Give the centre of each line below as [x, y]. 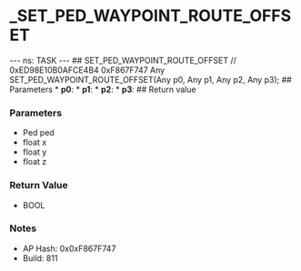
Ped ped [38, 133]
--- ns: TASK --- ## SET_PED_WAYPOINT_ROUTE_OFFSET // [123, 60]
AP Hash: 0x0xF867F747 [69, 248]
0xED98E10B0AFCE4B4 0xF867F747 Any [87, 70]
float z [35, 162]
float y [35, 152]
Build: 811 [40, 258]
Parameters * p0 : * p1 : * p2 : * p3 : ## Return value [103, 89]
